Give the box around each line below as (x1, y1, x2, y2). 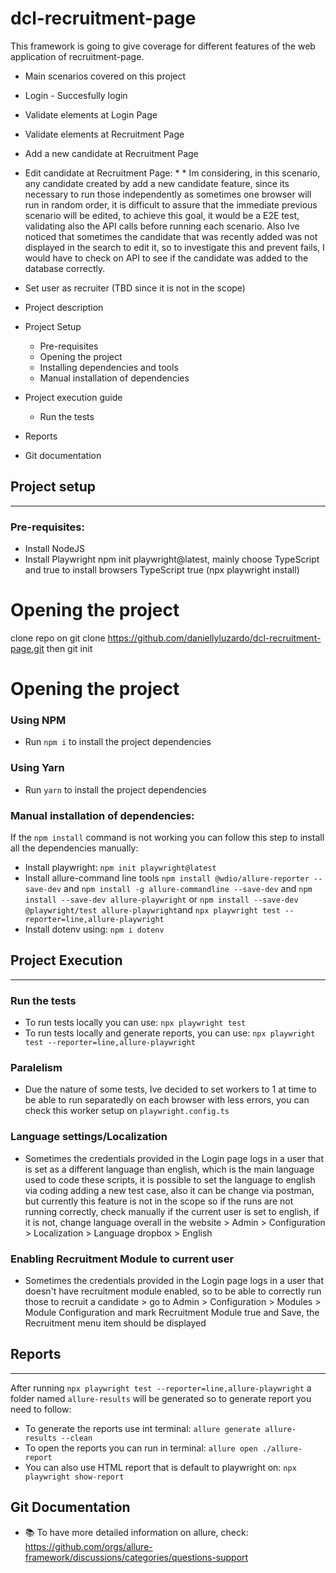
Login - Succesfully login (24, 89, 128, 101)
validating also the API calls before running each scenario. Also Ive (24, 220, 300, 232)
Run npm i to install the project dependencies (24, 736, 212, 748)
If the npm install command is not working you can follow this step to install (10, 832, 325, 844)
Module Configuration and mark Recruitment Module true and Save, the (24, 1307, 320, 1319)
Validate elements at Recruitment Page (24, 128, 185, 140)
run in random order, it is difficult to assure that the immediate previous (24, 198, 318, 211)
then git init (46, 642, 93, 654)
